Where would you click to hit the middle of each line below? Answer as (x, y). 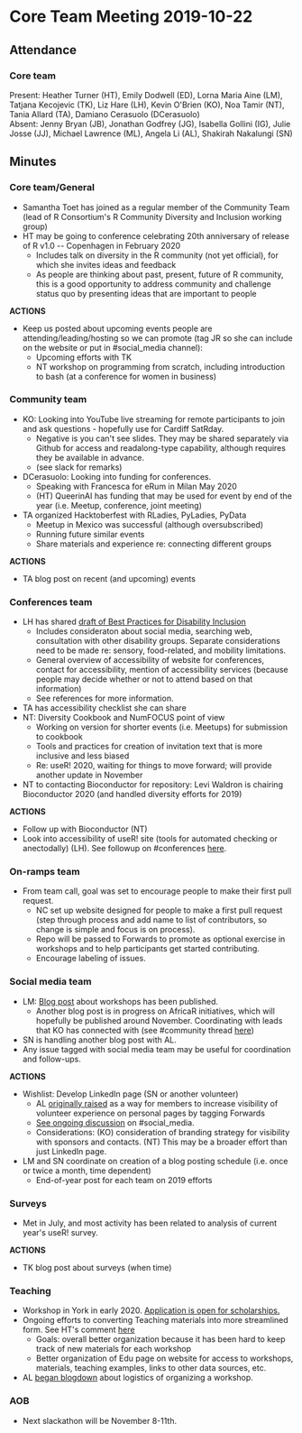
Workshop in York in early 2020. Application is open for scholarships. (151, 1310)
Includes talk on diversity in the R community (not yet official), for (157, 255)
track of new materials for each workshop (114, 1349)
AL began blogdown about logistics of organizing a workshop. (138, 1378)
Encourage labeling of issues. (91, 959)
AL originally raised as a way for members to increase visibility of (157, 1103)
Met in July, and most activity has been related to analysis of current (150, 1223)
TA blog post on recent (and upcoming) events (109, 578)
